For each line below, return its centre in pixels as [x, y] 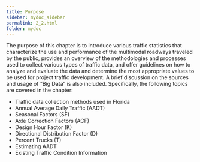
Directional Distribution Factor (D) [56, 134]
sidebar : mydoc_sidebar [36, 17]
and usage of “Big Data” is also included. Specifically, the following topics [97, 84]
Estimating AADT [36, 146]
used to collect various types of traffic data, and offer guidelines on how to [99, 65]
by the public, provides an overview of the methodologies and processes [96, 58]
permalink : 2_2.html [32, 23]
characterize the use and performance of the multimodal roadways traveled [99, 52]
